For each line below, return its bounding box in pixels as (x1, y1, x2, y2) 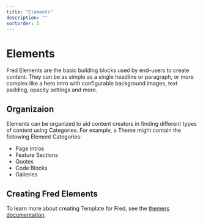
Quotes (15, 158, 34, 165)
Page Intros (15, 145, 45, 153)
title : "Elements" (6, 9, 53, 15)
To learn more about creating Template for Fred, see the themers (6, 204, 170, 212)
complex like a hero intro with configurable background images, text (6, 80, 178, 87)
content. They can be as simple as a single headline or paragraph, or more (6, 73, 194, 81)
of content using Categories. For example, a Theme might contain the (6, 126, 182, 134)
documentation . (6, 211, 46, 219)
